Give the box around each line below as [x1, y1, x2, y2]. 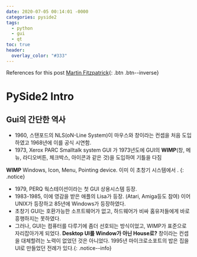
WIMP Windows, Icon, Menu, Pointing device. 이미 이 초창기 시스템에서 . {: [6, 166, 185, 174]
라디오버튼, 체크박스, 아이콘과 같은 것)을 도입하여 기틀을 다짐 [22, 153, 162, 160]
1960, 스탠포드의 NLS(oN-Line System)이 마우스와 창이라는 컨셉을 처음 [14, 131, 181, 139]
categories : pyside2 [6, 14, 57, 20]
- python [11, 25, 33, 31]
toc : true [6, 42, 31, 48]
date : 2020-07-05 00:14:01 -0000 [6, 8, 89, 15]
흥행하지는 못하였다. [14, 214, 61, 222]
